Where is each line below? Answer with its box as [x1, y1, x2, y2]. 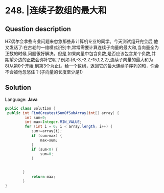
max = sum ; [40, 138, 58, 143]
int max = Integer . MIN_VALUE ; [24, 120, 82, 124]
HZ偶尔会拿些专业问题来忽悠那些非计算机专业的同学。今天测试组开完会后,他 [5, 38, 158, 44]
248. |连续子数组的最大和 [5, 5, 107, 16]
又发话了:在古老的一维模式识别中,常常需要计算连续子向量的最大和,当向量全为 [5, 45, 159, 50]
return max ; [31, 174, 56, 179]
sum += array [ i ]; [31, 129, 63, 134]
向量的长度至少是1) [45, 69, 83, 74]
